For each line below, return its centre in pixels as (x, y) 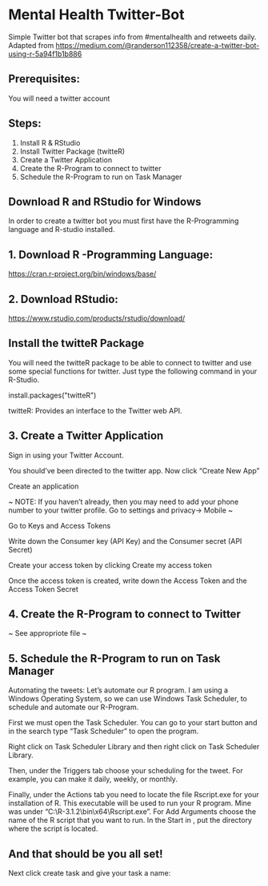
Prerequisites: (44, 79)
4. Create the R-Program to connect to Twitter (125, 615)
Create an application (44, 486)
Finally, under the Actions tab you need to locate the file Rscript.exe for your (134, 795)
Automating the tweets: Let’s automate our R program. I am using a (118, 690)
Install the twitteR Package (76, 343)
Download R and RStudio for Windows (105, 202)
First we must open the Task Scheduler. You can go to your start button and (133, 723)
